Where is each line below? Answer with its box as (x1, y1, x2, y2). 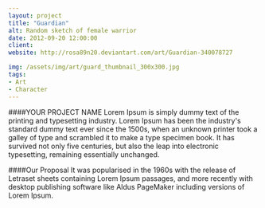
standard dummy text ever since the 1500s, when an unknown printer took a (8, 124, 258, 134)
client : (8, 41, 34, 49)
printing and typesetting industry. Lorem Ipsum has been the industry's (8, 116, 241, 125)
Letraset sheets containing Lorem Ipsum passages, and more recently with (8, 173, 253, 183)
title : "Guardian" (8, 19, 69, 27)
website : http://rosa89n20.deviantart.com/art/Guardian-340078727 (8, 49, 233, 57)
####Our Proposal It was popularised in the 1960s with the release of (8, 165, 236, 175)
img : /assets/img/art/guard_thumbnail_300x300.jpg (8, 63, 180, 72)
